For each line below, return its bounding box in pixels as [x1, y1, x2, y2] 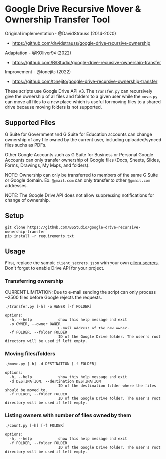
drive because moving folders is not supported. [5, 104, 102, 110]
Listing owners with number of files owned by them [5, 412, 131, 419]
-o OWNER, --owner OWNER [9, 321, 61, 326]
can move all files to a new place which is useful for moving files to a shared [5, 98, 161, 105]
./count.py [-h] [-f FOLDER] [5, 423, 65, 428]
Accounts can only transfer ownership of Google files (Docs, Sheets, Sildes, [5, 157, 160, 163]
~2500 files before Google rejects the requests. [5, 294, 102, 300]
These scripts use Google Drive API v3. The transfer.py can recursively [5, 88, 153, 94]
